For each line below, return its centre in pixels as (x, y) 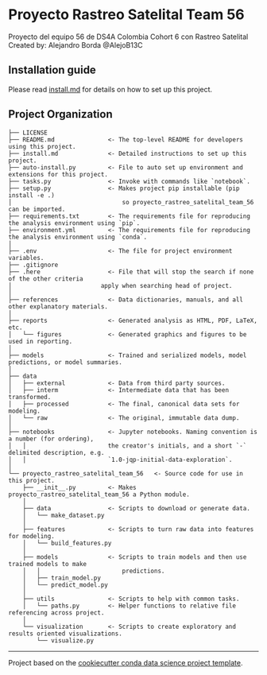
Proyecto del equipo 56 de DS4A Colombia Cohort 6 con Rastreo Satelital (128, 37)
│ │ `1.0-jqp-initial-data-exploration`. (120, 460)
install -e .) (32, 195)
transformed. (30, 397)
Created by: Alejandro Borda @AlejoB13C (75, 45)
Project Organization (60, 114)
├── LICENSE (28, 133)
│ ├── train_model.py (62, 578)
